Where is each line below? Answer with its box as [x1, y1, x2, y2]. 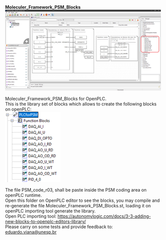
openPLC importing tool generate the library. [5, 208, 96, 214]
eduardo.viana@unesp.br [5, 229, 57, 235]
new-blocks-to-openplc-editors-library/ [5, 219, 86, 225]
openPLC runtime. [5, 192, 42, 198]
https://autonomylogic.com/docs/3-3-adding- [57, 213, 151, 219]
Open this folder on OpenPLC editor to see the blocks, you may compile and [5, 197, 160, 203]
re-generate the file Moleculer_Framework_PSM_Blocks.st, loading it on [5, 203, 151, 209]
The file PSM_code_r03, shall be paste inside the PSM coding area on [5, 187, 147, 193]
